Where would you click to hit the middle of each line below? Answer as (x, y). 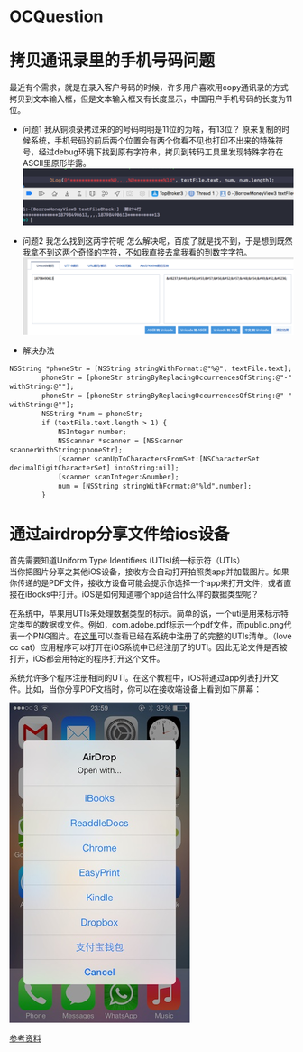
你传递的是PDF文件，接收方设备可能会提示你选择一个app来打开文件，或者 (147, 583)
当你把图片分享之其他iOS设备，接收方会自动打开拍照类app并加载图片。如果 (150, 572)
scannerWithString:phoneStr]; (66, 450)
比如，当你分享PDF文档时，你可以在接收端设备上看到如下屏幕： (143, 689)
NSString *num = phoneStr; (92, 414)
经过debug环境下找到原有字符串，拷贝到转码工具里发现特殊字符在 (161, 152)
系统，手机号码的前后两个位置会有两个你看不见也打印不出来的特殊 (153, 141)
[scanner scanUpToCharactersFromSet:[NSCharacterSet (158, 459)
